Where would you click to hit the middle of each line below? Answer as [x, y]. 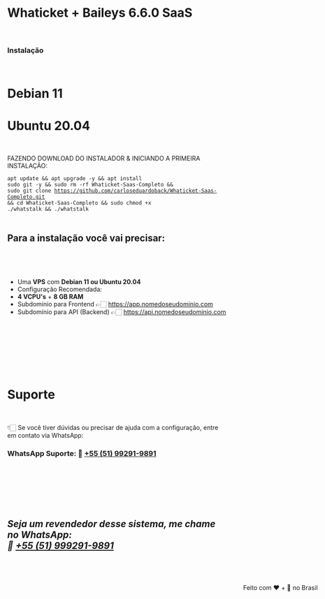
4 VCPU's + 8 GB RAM [50, 297]
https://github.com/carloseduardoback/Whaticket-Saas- [136, 191]
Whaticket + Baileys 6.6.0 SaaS [100, 13]
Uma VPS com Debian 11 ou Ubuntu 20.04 [79, 282]
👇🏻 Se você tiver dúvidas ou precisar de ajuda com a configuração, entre [113, 428]
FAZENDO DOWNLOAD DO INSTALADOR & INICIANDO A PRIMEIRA [104, 158]
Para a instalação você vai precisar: [86, 238]
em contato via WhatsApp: [45, 436]
